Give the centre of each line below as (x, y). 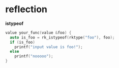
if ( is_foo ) (23, 42)
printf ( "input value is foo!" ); (49, 47)
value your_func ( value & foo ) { (38, 32)
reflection (26, 9)
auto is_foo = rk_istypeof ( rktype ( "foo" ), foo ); (62, 37)
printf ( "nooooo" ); (34, 56)
